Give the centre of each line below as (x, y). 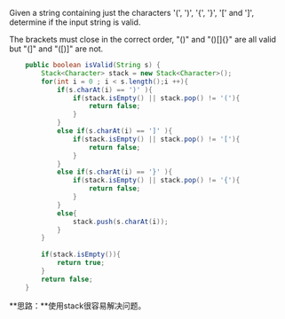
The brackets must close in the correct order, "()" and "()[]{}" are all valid (143, 39)
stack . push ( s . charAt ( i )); (120, 222)
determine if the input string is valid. (75, 22)
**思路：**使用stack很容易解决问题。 (78, 306)
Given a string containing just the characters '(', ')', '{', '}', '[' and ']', (132, 13)
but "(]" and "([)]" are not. (56, 49)
